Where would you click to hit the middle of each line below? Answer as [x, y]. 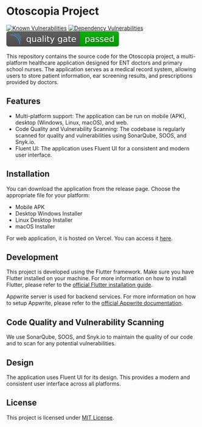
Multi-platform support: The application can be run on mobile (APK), [101, 116]
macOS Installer [35, 226]
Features [23, 101]
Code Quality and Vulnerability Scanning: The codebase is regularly [100, 129]
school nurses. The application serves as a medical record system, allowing [101, 69]
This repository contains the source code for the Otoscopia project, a [93, 56]
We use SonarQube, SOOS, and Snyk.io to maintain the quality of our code [100, 337]
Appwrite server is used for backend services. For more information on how [101, 297]
